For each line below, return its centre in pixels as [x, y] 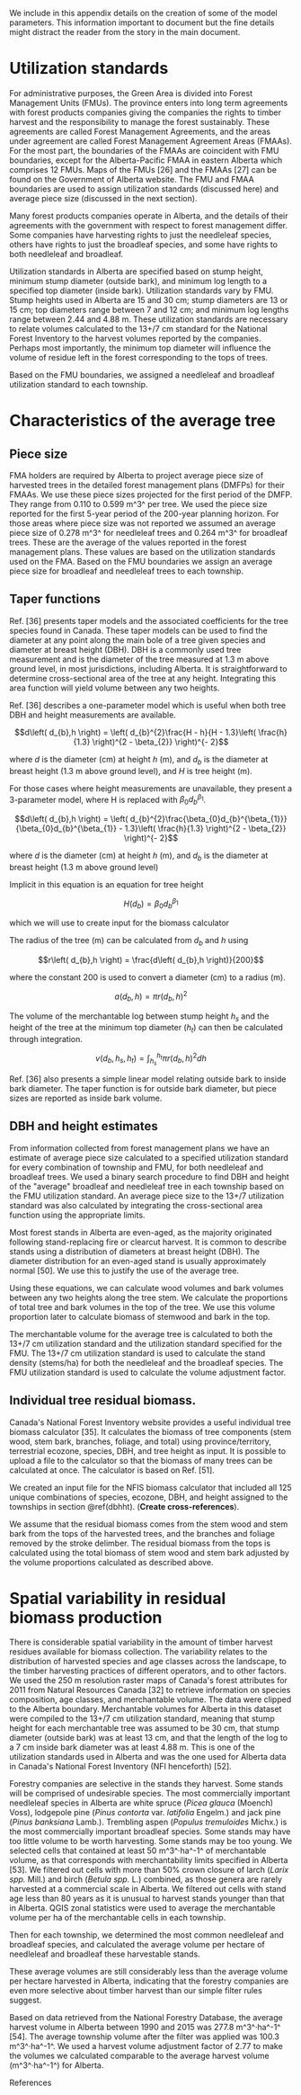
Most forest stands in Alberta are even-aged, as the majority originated [141, 1232]
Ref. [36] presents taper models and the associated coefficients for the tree [149, 620]
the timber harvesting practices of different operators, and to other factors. [148, 1671]
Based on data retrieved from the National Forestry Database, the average [146, 2018]
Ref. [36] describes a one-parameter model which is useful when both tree [148, 705]
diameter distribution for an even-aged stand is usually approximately [138, 1261]
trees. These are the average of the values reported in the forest [128, 542]
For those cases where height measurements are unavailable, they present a [151, 788]
